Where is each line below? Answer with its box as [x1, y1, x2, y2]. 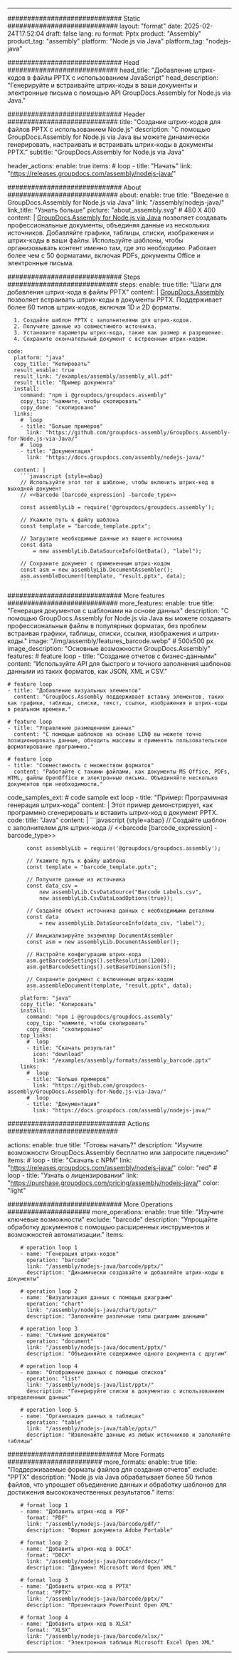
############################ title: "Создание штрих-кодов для [7, 118, 221, 125]
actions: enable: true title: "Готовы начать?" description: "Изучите [7, 1141, 203, 1149]
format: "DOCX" [26, 1552, 72, 1559]
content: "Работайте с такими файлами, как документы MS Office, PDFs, [14, 768, 231, 775]
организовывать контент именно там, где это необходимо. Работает [7, 244, 217, 252]
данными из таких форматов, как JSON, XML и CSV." [7, 667, 168, 675]
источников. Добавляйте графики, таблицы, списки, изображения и [7, 229, 215, 237]
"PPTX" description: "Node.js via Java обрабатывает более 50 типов [7, 1473, 213, 1481]
